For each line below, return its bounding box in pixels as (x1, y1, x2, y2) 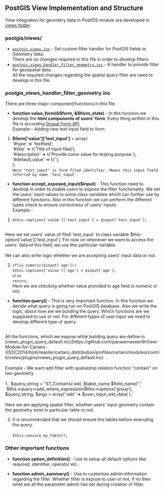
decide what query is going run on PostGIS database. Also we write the (12, 303, 157, 309)
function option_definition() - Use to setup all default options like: (12, 456, 147, 462)
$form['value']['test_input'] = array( (12, 136, 88, 142)
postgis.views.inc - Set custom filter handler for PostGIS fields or (12, 46, 147, 52)
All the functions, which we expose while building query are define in (5, 334, 145, 340)
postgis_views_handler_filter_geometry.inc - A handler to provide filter (12, 62, 159, 68)
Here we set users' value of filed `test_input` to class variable (5, 231, 129, 237)
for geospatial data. (12, 67, 52, 73)
